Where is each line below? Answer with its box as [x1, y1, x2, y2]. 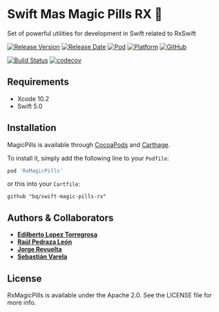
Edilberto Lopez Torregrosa [17, 230, 98, 239]
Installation [7, 122, 57, 134]
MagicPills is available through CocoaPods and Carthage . [7, 140, 171, 148]
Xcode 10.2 [17, 94, 50, 103]
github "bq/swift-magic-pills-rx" [7, 193, 107, 200]
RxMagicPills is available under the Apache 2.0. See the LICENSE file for [7, 291, 212, 300]
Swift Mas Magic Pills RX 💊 [7, 6, 163, 22]
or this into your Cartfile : [7, 180, 81, 188]
